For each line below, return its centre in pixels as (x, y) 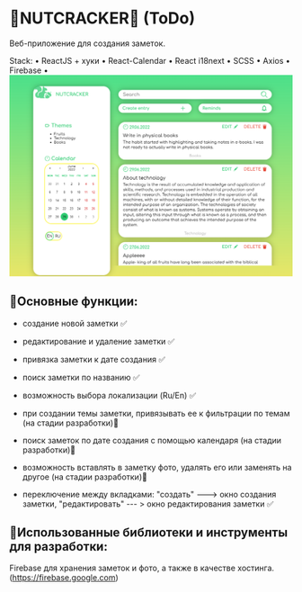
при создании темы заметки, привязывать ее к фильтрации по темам (156, 413)
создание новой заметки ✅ (75, 323)
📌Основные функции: (74, 302)
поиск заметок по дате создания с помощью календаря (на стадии (151, 440)
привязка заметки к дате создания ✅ (94, 359)
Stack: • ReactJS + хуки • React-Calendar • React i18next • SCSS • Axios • (150, 60)
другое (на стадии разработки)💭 (85, 477)
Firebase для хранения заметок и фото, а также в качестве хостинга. (142, 568)
